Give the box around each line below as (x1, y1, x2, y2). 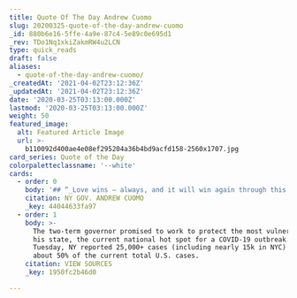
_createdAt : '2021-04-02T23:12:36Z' (9, 79, 144, 88)
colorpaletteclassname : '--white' (9, 161, 137, 170)
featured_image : (9, 120, 69, 129)
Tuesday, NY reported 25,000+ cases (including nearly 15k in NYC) (32, 243, 287, 252)
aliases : (9, 63, 42, 72)
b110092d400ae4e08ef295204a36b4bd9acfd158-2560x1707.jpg (25, 144, 240, 153)
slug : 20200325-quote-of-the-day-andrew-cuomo (9, 21, 184, 30)
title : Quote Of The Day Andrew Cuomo (9, 12, 152, 22)
